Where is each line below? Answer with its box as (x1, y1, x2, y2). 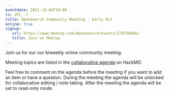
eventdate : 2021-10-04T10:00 (5, 7, 67, 13)
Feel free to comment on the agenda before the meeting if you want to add (5, 69, 162, 75)
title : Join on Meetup (12, 36, 60, 41)
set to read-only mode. (5, 85, 53, 91)
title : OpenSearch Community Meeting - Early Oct (5, 17, 113, 22)
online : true (5, 21, 33, 27)
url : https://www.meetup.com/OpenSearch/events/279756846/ (12, 31, 140, 36)
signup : (5, 26, 22, 31)
